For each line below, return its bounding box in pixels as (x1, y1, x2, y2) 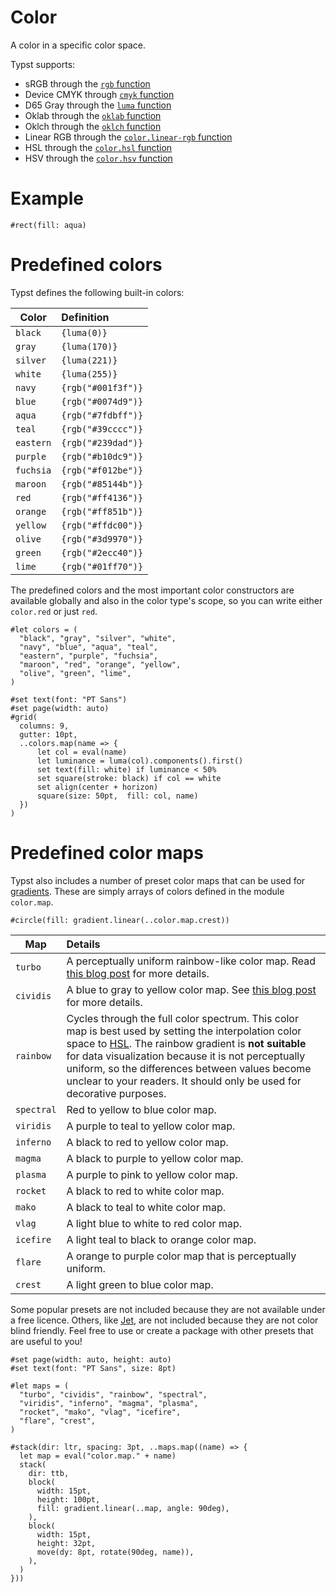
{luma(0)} (61, 327, 108, 338)
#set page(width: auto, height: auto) (10, 1354, 172, 1365)
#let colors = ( (10, 624, 78, 635)
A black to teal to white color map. (66, 1200, 227, 1214)
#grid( (10, 712, 38, 722)
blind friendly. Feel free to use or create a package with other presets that (10, 1324, 314, 1336)
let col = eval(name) (36, 747, 128, 757)
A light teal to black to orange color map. (66, 1232, 257, 1246)
